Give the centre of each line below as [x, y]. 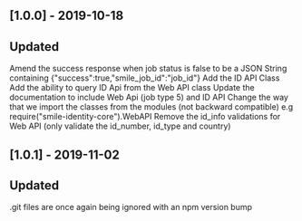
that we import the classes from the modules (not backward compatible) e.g [151, 107]
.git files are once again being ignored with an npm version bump [131, 207]
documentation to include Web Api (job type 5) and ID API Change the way [149, 97]
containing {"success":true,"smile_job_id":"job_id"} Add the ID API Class [145, 78]
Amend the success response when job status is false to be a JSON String [148, 69]
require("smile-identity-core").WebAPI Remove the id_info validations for [145, 117]
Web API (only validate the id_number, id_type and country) [120, 126]
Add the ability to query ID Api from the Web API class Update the [132, 88]
